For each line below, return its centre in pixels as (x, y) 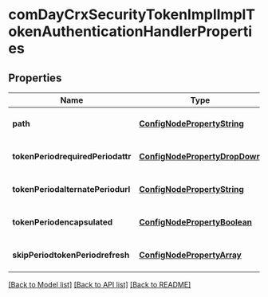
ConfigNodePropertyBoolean (196, 222)
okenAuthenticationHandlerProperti (130, 31)
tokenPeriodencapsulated (63, 222)
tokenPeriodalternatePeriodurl (71, 189)
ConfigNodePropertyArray (190, 255)
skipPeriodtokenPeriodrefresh (71, 255)
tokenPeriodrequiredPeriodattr (72, 156)
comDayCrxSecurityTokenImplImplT (132, 15)
